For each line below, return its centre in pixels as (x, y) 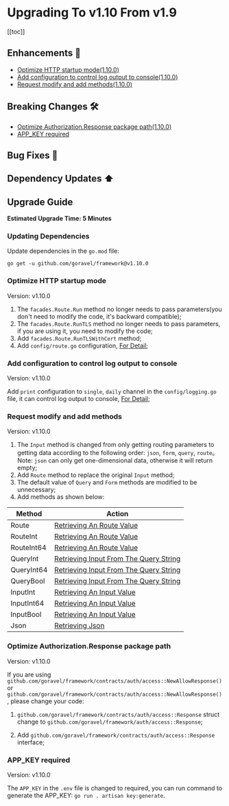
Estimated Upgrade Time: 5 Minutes (59, 219)
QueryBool (28, 581)
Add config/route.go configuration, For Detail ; (83, 345)
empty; (27, 468)
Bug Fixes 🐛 (33, 155)
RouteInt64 (28, 548)
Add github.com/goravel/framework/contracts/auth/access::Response (116, 735)
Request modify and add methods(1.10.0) (74, 84)
